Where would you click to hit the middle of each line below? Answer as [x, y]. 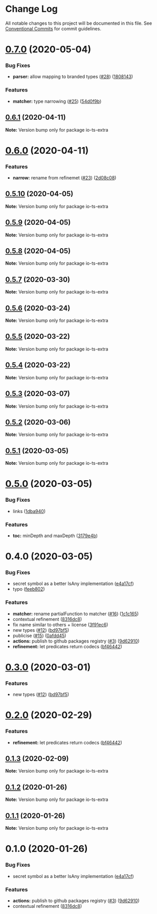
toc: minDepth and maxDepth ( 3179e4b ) [55, 536]
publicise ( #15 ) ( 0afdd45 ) [39, 635]
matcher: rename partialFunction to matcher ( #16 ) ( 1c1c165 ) [76, 614]
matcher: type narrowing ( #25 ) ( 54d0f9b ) [57, 101]
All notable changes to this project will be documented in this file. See [79, 23]
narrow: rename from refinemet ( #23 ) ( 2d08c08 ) [64, 178]
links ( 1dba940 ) [29, 511]
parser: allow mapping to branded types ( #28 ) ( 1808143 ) [73, 77]
